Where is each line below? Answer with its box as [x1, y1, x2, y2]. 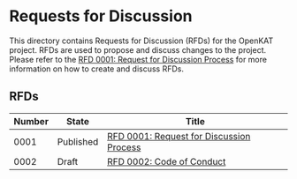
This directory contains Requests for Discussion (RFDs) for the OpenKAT [9, 35, 274, 46]
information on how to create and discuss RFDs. [9, 63, 184, 74]
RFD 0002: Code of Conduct [107, 155, 226, 168]
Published [57, 135, 99, 147]
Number [13, 115, 49, 127]
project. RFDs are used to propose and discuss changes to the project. [9, 44, 267, 55]
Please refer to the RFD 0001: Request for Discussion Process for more [9, 54, 268, 64]
